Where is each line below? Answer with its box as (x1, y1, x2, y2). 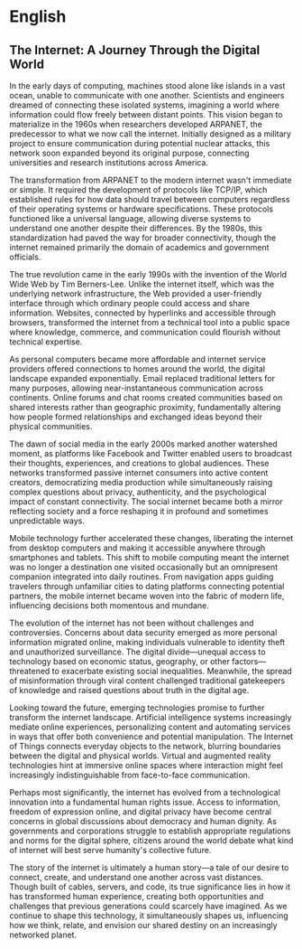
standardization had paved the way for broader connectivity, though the (9, 232, 277, 243)
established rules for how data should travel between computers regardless (9, 194, 290, 204)
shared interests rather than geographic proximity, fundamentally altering (9, 402, 281, 412)
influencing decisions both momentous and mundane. (9, 600, 209, 611)
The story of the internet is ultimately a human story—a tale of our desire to (9, 862, 289, 873)
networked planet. (9, 929, 78, 940)
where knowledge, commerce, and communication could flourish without (9, 327, 281, 337)
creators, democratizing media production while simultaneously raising (9, 477, 273, 487)
